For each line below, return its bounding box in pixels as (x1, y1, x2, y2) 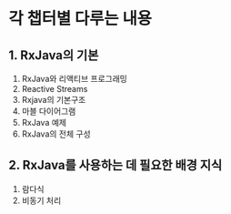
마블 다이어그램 (21, 106, 76, 117)
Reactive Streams (21, 84, 88, 94)
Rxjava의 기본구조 (21, 95, 86, 105)
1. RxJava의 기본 (8, 47, 99, 63)
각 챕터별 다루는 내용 (8, 8, 152, 29)
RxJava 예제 (21, 117, 67, 127)
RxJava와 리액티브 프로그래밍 (21, 74, 128, 84)
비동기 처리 (21, 195, 62, 206)
